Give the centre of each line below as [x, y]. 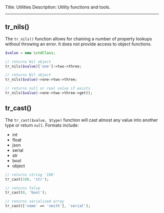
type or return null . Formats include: [42, 125]
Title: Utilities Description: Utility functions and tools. [58, 7]
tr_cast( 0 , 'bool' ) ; [26, 192]
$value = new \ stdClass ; [30, 53]
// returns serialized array [35, 202]
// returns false [23, 188]
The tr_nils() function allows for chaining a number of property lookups [79, 39]
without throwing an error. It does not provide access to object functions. [79, 44]
